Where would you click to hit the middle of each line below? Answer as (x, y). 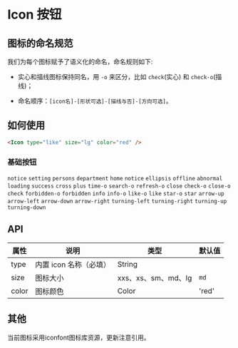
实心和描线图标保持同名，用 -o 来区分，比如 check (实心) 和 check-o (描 (120, 77)
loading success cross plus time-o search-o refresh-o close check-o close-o (119, 186)
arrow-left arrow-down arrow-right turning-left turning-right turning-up (117, 201)
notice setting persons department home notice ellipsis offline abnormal (115, 178)
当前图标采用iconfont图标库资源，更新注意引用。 (79, 337)
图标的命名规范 (40, 43)
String (127, 264)
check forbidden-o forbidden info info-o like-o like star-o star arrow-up (116, 193)
